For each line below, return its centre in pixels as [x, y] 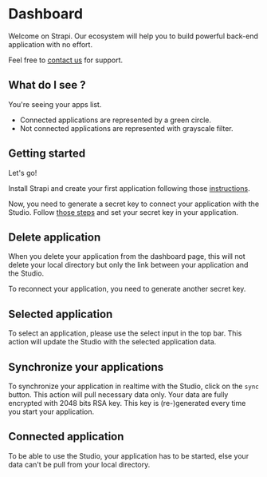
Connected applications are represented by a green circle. [115, 120]
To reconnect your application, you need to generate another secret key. [127, 289]
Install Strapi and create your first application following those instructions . [129, 188]
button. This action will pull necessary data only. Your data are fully [118, 395]
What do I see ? [47, 85]
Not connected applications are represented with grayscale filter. [126, 128]
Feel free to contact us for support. [66, 60]
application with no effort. [51, 44]
